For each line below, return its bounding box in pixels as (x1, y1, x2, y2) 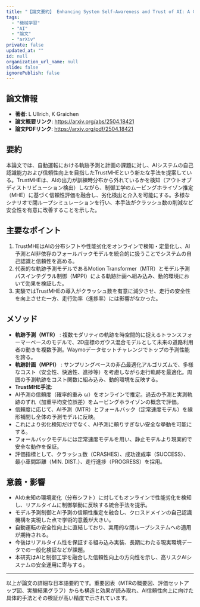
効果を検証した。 (25, 280, 67, 287)
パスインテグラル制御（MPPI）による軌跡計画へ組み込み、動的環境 (14, 272, 179, 280)
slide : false (6, 64, 39, 70)
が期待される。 (14, 531, 52, 538)
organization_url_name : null (6, 59, 79, 65)
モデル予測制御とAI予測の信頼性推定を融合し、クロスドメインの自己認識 (14, 509, 192, 516)
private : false (6, 42, 44, 48)
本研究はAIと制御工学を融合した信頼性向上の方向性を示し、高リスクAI (14, 554, 187, 561)
